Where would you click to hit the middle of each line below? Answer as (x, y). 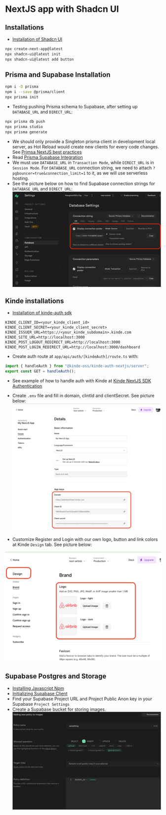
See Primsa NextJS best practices (47, 152)
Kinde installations (35, 301)
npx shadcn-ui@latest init (33, 54)
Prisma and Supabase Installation (58, 75)
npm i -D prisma (22, 87)
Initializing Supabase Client (40, 693)
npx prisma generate (26, 132)
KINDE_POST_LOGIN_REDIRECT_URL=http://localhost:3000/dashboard (73, 347)
